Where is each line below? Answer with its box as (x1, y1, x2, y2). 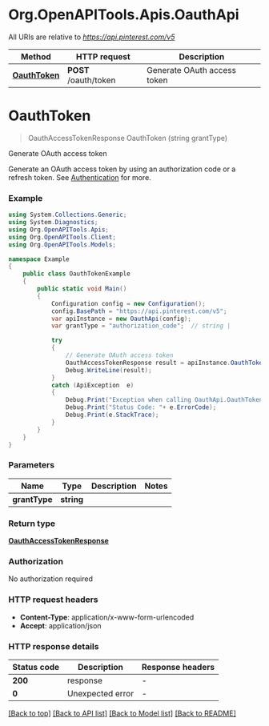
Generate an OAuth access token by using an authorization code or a (8, 164, 236, 174)
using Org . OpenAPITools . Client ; (8, 233, 116, 241)
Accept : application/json (19, 620, 102, 630)
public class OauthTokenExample (22, 270, 130, 278)
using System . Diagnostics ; (8, 219, 98, 227)
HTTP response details (8, 640, 99, 652)
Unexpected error (66, 688, 134, 699)
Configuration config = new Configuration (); (50, 299, 206, 307)
